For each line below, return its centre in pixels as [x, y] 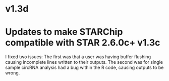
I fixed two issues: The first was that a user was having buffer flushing [78, 57]
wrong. [13, 73]
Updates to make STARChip [64, 32]
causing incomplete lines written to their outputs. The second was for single [84, 62]
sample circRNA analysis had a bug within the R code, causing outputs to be [84, 68]
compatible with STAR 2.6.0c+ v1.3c [83, 43]
